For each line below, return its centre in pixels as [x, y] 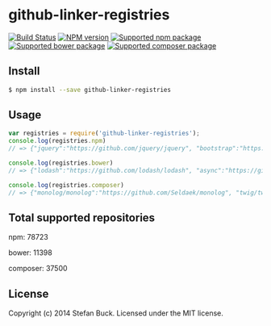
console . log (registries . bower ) [61, 163]
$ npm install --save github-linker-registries [90, 90]
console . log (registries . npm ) [57, 141]
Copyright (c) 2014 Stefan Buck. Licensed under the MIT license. [116, 313]
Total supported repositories [82, 217]
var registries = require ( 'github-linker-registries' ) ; [104, 134]
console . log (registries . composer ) [67, 185]
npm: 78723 [28, 237]
